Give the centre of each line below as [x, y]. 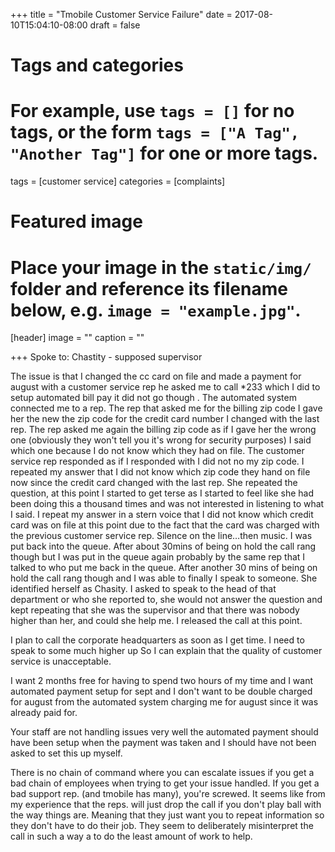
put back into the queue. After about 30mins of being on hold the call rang [163, 546]
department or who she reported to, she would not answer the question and [166, 600]
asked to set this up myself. [66, 753]
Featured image [76, 221]
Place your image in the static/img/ [161, 267]
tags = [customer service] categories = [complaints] [118, 181]
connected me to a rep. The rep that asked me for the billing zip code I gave [166, 408]
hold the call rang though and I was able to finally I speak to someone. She [164, 578]
